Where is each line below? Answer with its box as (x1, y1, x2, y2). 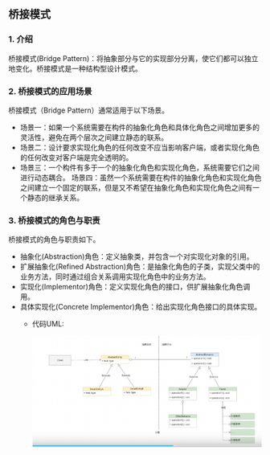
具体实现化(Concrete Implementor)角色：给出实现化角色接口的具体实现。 (19, 302, 262, 312)
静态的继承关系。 (27, 192, 84, 203)
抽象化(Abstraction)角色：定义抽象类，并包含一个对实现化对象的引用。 (19, 252, 254, 261)
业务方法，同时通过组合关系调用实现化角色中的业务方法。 (19, 272, 211, 281)
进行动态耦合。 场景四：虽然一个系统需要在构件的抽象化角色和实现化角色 (19, 172, 262, 182)
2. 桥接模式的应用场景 (8, 85, 92, 96)
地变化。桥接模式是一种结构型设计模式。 (8, 64, 142, 73)
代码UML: (31, 319, 64, 329)
